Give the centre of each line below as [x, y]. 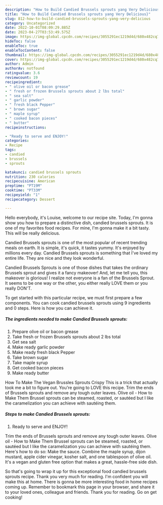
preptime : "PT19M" [24, 186]
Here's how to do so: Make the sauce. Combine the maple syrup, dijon [75, 451]
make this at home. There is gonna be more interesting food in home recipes [81, 482]
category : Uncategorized [30, 23]
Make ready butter [31, 373]
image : [12, 37]
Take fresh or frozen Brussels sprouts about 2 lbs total [66, 336]
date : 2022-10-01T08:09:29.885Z [38, 28]
